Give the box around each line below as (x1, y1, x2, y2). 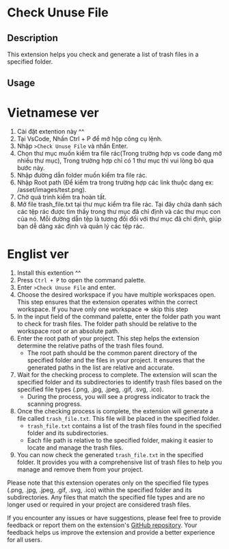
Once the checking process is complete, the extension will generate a (16, 407, 214, 415)
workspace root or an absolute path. (16, 327, 120, 335)
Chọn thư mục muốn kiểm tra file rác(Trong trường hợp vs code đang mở (16, 149, 222, 158)
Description (7, 32, 58, 44)
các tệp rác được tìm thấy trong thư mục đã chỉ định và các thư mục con (16, 208, 221, 216)
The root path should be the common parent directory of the (27, 349, 198, 357)
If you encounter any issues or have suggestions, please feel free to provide (7, 514, 221, 522)
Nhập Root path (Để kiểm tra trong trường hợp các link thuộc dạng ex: (16, 178, 214, 186)
